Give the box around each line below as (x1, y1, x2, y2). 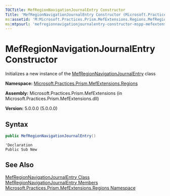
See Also (5, 161, 34, 169)
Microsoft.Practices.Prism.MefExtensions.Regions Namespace (5, 185, 136, 191)
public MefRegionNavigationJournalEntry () (5, 133, 96, 138)
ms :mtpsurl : (5, 21, 30, 27)
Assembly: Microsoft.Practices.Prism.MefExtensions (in (5, 90, 122, 96)
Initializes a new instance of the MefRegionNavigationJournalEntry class (5, 71, 156, 77)
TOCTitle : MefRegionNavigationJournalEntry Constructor (5, 7, 125, 13)
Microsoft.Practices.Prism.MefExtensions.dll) (5, 95, 100, 102)
